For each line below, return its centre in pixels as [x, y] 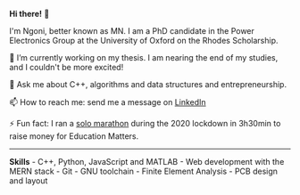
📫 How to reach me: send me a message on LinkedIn [108, 102]
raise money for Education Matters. [74, 136]
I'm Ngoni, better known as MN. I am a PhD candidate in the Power [132, 31]
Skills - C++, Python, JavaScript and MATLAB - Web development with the [147, 162]
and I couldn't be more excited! [67, 67]
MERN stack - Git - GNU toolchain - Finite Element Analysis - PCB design [144, 171]
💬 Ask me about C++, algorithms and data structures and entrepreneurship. [148, 84]
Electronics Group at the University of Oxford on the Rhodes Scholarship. [144, 41]
